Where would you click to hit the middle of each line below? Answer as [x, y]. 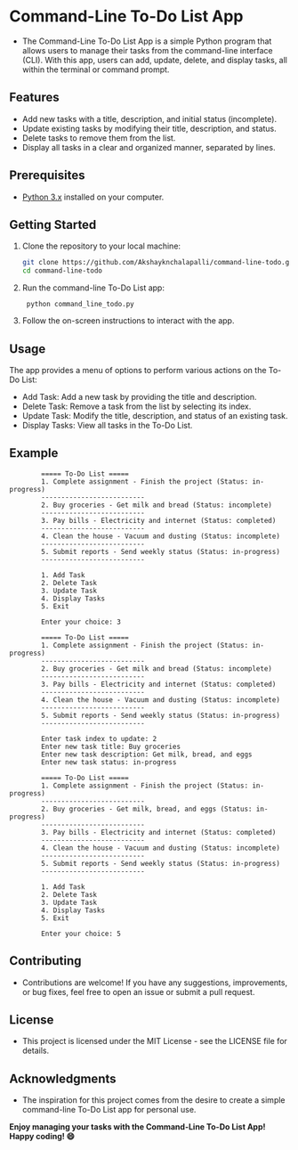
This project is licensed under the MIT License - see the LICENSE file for [154, 1041]
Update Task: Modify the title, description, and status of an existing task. [155, 415]
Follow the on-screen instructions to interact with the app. [128, 321]
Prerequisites [47, 175]
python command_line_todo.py [81, 305]
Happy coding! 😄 [42, 1137]
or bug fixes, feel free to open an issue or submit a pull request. [138, 991]
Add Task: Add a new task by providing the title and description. [139, 396]
